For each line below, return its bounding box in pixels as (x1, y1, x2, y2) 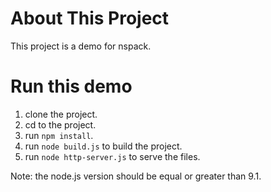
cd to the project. (24, 118, 97, 131)
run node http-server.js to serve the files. (24, 150, 201, 162)
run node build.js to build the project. (24, 140, 183, 152)
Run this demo (10, 75, 133, 98)
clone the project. (24, 108, 98, 120)
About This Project (10, 7, 170, 30)
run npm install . (24, 129, 94, 141)
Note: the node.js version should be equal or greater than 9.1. (10, 170, 262, 182)
